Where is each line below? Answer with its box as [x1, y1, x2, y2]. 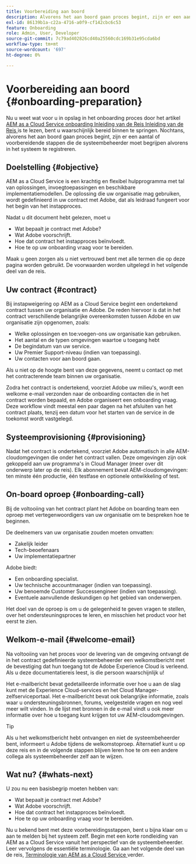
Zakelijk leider [14, 540, 48, 547]
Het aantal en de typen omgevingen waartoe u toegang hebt [14, 337, 160, 344]
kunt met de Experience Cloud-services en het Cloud [6, 686, 134, 694]
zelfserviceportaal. [6, 692, 51, 700]
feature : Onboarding [6, 25, 57, 31]
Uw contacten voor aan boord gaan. [14, 355, 101, 362]
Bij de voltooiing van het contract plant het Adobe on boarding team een [6, 505, 180, 512]
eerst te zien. [6, 618, 38, 625]
